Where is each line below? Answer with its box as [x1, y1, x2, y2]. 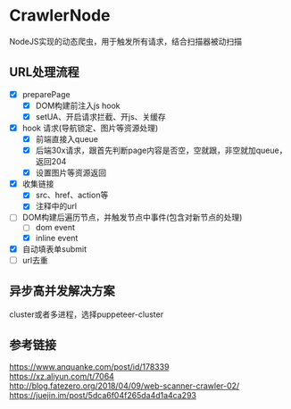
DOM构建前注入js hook [35, 100, 121, 111]
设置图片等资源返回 [35, 167, 107, 179]
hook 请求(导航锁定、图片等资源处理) [21, 122, 159, 133]
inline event [35, 232, 79, 243]
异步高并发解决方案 [9, 283, 115, 299]
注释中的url [35, 201, 78, 212]
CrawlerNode [9, 5, 111, 26]
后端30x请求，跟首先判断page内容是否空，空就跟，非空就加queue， [35, 145, 287, 156]
